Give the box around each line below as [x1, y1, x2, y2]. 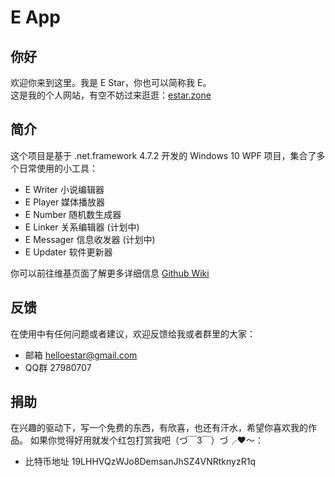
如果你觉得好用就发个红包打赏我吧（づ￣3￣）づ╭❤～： [29, 434, 264, 446]
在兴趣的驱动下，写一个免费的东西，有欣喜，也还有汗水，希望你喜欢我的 [10, 422, 308, 434]
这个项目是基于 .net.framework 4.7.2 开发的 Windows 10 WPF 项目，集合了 [10, 149, 317, 161]
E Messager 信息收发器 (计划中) [24, 233, 156, 245]
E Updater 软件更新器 [24, 246, 113, 258]
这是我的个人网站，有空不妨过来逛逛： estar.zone [10, 89, 212, 101]
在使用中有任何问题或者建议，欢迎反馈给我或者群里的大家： [10, 327, 256, 340]
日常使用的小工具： [18, 162, 98, 174]
